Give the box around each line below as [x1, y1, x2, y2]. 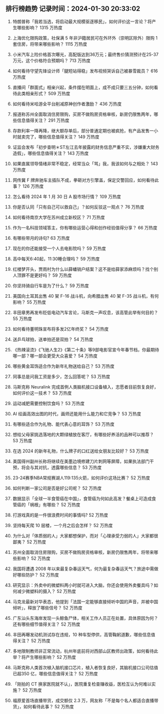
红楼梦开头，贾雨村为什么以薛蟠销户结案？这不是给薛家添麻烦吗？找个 [12, 266, 154, 272]
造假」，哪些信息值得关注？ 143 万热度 [12, 150, 89, 156]
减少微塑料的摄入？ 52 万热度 [17, 588, 76, 594]
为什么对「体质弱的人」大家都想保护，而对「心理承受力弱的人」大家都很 [12, 532, 158, 538]
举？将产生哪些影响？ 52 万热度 [12, 654, 76, 660]
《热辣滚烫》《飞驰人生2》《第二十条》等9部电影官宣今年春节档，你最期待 [12, 347, 160, 352]
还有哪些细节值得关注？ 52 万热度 [12, 621, 81, 627]
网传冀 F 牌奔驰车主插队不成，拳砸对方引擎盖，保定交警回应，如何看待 [12, 177, 155, 183]
